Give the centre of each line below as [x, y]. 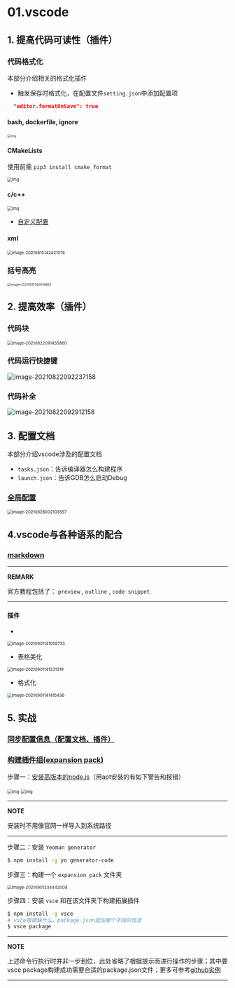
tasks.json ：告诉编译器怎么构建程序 [70, 469]
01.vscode [38, 12]
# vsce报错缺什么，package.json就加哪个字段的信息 [74, 920]
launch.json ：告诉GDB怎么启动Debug [72, 477]
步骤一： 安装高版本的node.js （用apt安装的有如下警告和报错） [96, 777]
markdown [26, 555]
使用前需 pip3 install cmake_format [59, 167]
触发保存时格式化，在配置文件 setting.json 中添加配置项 [98, 93]
